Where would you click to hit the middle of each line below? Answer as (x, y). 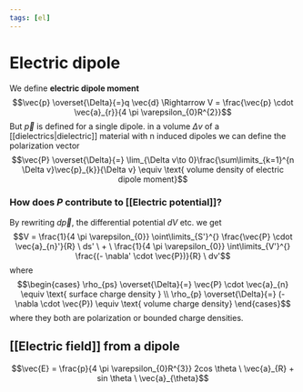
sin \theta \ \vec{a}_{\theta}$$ (153, 377)
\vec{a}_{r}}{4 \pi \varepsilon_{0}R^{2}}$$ (153, 112)
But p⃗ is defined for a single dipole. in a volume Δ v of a (115, 126)
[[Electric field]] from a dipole (95, 347)
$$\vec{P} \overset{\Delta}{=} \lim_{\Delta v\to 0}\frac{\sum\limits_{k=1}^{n (153, 159)
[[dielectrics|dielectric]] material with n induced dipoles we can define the (148, 136)
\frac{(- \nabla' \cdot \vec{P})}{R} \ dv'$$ (153, 256)
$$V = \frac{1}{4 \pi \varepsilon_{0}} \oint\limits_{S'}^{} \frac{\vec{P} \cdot (153, 236)
